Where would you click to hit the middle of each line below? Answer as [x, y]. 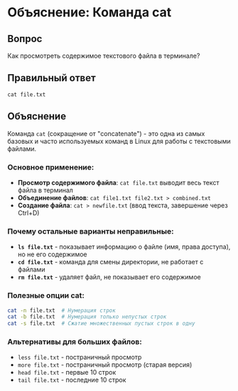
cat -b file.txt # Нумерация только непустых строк [87, 317]
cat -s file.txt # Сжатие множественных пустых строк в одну [101, 324]
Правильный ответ [52, 78]
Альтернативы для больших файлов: [75, 342]
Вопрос [25, 39]
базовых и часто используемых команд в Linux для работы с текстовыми [119, 141]
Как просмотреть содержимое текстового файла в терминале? [104, 56]
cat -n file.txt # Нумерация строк [61, 311]
